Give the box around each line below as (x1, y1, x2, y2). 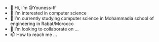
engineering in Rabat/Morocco (10, 20, 74, 26)
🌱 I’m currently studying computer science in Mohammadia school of (10, 15, 154, 21)
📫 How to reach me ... (10, 31, 57, 37)
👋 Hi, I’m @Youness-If (10, 5, 56, 10)
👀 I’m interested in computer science (10, 10, 87, 16)
